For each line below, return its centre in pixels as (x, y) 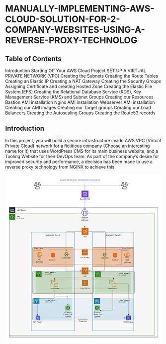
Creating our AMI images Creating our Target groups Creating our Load (78, 108)
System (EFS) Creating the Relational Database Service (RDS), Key (73, 92)
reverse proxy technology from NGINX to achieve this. (60, 167)
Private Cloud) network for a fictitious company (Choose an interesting (78, 146)
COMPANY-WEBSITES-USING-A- (75, 30)
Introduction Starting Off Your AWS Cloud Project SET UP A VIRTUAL (76, 71)
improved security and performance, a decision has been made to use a (79, 162)
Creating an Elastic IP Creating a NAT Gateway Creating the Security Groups (83, 81)
